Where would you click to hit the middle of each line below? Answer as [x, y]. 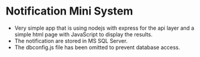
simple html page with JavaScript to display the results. [83, 34]
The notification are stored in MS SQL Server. [71, 41]
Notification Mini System [69, 11]
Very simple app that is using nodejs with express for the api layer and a [104, 28]
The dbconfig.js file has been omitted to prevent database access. [97, 47]
